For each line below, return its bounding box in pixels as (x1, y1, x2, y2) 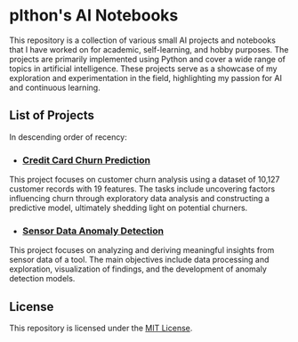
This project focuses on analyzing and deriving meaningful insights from (9, 245, 275, 256)
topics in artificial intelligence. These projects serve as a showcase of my (9, 63, 278, 74)
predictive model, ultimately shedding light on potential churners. (9, 202, 248, 214)
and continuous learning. (9, 82, 101, 93)
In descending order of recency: (9, 131, 127, 142)
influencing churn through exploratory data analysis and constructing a (9, 193, 270, 204)
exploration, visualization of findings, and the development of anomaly (9, 264, 267, 274)
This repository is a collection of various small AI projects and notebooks (9, 35, 276, 45)
